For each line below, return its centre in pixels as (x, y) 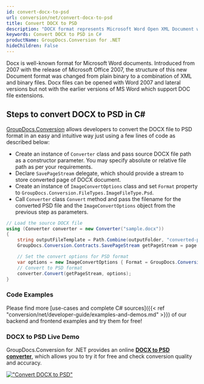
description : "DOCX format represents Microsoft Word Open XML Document (100, 29)
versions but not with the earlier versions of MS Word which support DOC (98, 89)
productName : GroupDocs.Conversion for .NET (63, 40)
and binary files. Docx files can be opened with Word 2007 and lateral (93, 82)
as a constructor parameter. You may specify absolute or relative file (100, 160)
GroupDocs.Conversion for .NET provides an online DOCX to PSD (88, 350)
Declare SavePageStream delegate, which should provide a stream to (99, 173)
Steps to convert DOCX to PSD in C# (76, 115)
